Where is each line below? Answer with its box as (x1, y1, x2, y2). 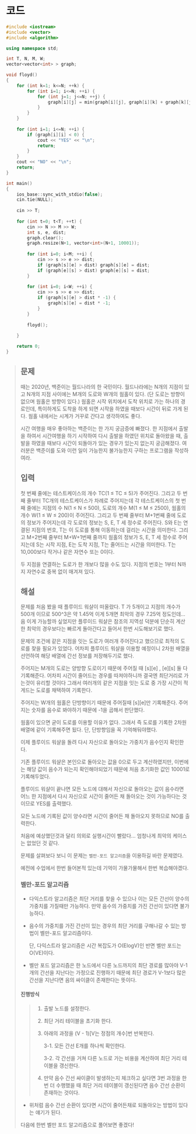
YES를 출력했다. (36, 800, 73, 807)
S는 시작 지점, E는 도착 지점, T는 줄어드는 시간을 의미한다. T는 (36, 541, 176, 548)
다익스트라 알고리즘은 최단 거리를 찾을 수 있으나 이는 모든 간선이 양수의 (29, 895, 190, 902)
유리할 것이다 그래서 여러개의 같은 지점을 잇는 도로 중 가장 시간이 (36, 679, 183, 687)
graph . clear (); (27, 235, 64, 241)
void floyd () (6, 72, 38, 78)
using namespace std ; (6, 45, 59, 52)
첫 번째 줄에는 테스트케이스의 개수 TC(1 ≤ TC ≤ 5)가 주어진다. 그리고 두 (20, 489, 182, 496)
